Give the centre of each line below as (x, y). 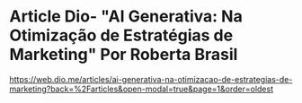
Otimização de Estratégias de (121, 35)
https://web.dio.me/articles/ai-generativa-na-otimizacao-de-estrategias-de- (151, 79)
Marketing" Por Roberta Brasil (124, 55)
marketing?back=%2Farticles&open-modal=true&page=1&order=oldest (142, 89)
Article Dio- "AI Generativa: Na (126, 17)
